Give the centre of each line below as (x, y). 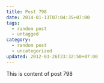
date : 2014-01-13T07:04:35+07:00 (48, 17)
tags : (13, 23)
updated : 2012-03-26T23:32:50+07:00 (52, 57)
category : (19, 40)
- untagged (25, 34)
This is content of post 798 (40, 73)
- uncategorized (32, 51)
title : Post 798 (26, 12)
